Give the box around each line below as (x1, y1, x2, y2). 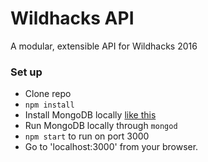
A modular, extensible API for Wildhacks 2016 (10, 40, 198, 52)
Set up (10, 65, 43, 79)
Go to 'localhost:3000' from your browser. (24, 141, 199, 153)
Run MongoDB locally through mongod (24, 120, 178, 132)
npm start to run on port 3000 (24, 130, 150, 142)
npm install (24, 100, 75, 111)
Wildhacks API (10, 7, 135, 30)
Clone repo (24, 88, 72, 100)
